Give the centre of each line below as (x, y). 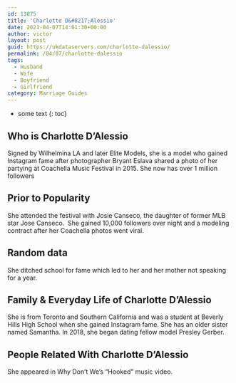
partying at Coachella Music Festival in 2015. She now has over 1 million (113, 168)
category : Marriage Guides (47, 93)
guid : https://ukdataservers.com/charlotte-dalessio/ (89, 47)
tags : (15, 61)
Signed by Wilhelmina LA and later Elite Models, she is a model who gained (118, 153)
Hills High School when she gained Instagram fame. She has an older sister (118, 325)
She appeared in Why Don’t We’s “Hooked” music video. (90, 372)
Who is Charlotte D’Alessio (68, 136)
